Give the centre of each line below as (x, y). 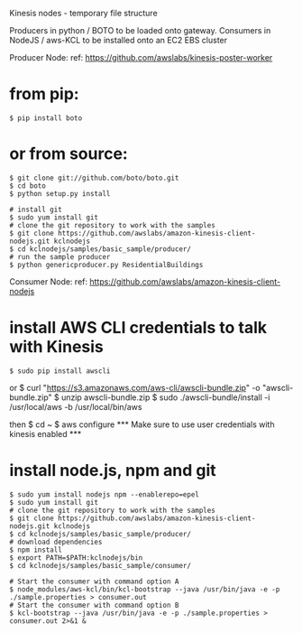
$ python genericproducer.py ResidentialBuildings (106, 265)
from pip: (44, 94)
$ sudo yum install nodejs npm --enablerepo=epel (105, 494)
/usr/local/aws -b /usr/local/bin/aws (76, 406)
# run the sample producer (60, 256)
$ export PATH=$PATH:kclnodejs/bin (76, 558)
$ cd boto (28, 186)
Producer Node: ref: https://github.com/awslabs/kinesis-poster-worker (141, 57)
